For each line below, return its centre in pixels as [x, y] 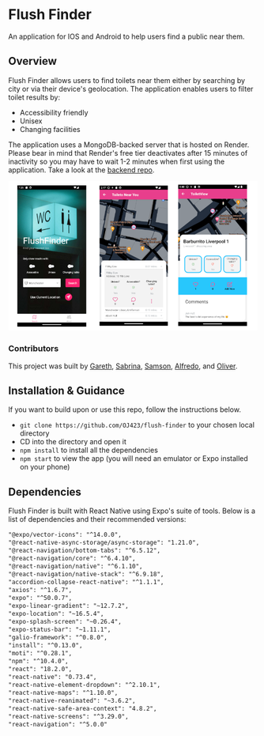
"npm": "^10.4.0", [38, 662]
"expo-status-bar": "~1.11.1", [60, 630]
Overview [33, 61]
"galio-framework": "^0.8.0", [58, 638]
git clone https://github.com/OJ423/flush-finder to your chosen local [137, 425]
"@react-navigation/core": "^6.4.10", [72, 559]
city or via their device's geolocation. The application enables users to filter [131, 89]
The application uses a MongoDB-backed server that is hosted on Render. [129, 145]
